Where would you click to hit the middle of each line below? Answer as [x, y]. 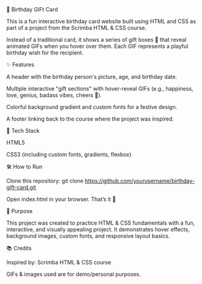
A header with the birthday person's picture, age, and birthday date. [92, 77]
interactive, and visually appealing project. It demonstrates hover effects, [98, 229]
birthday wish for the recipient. [45, 53]
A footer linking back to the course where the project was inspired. [90, 119]
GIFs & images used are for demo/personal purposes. [74, 274]
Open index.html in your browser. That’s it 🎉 [61, 199]
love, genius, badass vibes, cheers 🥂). [54, 95]
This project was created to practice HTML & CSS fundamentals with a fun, [101, 223]
